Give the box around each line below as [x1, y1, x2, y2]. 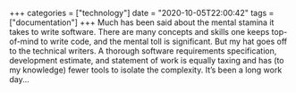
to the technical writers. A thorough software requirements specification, [9, 46, 277, 56]
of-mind [9, 36, 39, 46]
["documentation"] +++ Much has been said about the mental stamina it [9, 17, 275, 28]
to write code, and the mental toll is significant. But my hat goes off [40, 36, 288, 46]
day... [9, 74, 30, 84]
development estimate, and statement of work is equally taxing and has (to [9, 55, 284, 65]
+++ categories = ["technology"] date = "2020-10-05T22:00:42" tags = [9, 8, 275, 18]
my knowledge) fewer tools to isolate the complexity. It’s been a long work [9, 64, 283, 75]
